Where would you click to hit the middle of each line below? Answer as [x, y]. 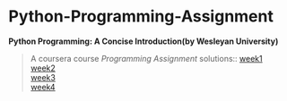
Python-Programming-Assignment [141, 17]
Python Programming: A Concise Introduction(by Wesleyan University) [143, 41]
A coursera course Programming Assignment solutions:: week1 [146, 58]
